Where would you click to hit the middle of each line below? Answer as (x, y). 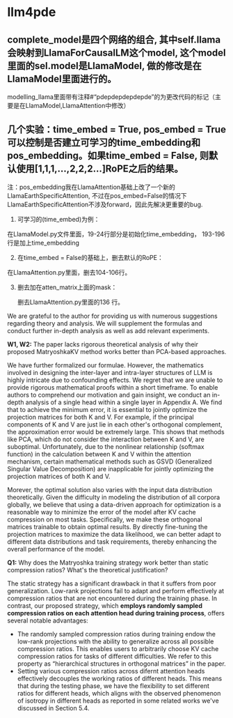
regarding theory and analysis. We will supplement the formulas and (105, 323)
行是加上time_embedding (43, 243)
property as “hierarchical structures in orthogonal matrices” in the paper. (121, 664)
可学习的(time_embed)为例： (58, 219)
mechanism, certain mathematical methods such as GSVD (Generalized (110, 461)
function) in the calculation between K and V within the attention (99, 454)
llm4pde (32, 12)
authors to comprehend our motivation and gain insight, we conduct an (109, 395)
